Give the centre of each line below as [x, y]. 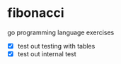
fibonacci [36, 13]
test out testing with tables [56, 46]
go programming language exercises [61, 32]
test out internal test [47, 54]
